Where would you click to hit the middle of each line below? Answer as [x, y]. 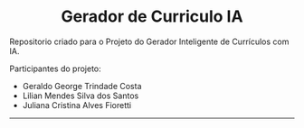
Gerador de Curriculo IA [152, 17]
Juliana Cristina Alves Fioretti [77, 105]
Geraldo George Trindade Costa [82, 86]
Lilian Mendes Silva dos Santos [81, 96]
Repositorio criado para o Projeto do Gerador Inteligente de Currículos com [149, 41]
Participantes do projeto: [55, 69]
